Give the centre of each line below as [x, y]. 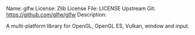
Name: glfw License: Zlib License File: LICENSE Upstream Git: [81, 8]
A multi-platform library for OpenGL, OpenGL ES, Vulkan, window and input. [98, 26]
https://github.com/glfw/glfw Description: [56, 15]
